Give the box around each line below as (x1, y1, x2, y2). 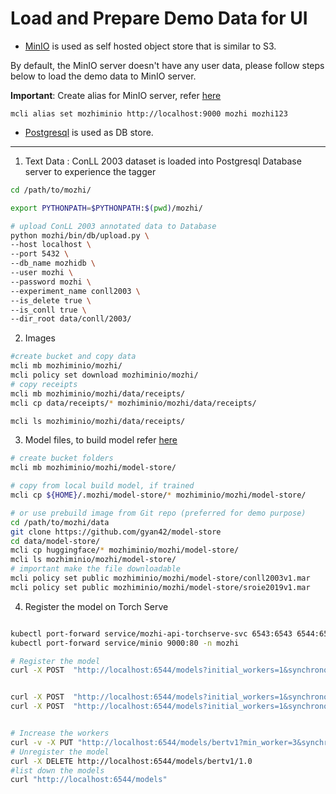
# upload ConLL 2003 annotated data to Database (10, 221, 217, 231)
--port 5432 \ (10, 249, 70, 259)
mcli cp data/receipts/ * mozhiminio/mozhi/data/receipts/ (10, 398, 257, 408)
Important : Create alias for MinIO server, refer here (10, 89, 222, 101)
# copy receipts (10, 379, 78, 389)
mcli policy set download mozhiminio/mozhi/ (10, 370, 199, 381)
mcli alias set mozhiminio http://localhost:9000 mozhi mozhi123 (10, 108, 288, 119)
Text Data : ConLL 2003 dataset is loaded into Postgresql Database (24, 155, 302, 167)
